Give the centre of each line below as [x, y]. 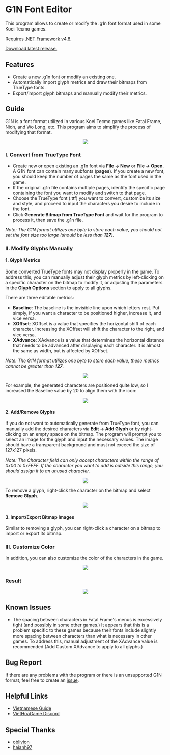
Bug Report [24, 663]
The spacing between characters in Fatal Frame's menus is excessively [87, 619]
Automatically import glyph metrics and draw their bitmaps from [80, 82]
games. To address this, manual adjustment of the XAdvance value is [85, 641]
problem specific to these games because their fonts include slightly [84, 630]
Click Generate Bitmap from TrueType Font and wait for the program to [88, 214]
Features [20, 65]
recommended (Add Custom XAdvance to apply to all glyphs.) [78, 646]
